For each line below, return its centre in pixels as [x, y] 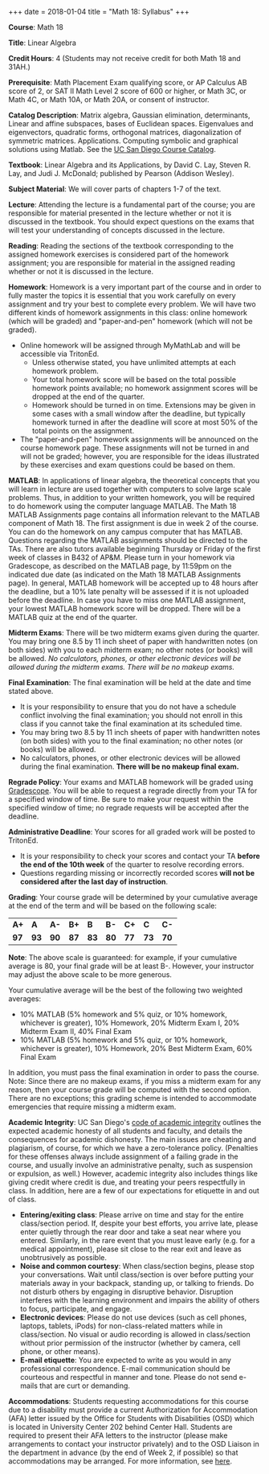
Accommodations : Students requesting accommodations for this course [128, 1401]
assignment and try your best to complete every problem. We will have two [132, 304]
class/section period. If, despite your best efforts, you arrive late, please [139, 1223]
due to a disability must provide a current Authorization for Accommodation [133, 1410]
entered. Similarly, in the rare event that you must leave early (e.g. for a [137, 1240]
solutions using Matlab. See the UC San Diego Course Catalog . [112, 149]
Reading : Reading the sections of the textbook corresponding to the [121, 246]
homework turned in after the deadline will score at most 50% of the [145, 422]
